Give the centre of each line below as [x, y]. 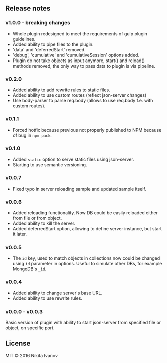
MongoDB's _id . [29, 269]
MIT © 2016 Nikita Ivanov [32, 355]
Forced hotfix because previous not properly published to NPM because [87, 130]
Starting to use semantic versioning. [50, 165]
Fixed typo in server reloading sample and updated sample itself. [79, 189]
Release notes [28, 8]
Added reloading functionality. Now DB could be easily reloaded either [85, 213]
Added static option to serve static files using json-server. [73, 159]
